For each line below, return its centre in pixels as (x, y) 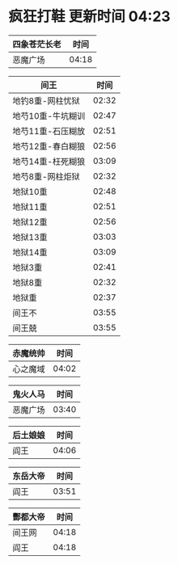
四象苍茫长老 (37, 44)
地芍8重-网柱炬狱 (46, 176)
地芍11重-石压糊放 (49, 131)
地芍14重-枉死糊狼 (49, 161)
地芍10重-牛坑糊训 (49, 116)
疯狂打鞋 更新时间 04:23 (90, 17)
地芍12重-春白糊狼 (49, 146)
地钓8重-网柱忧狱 (46, 100)
